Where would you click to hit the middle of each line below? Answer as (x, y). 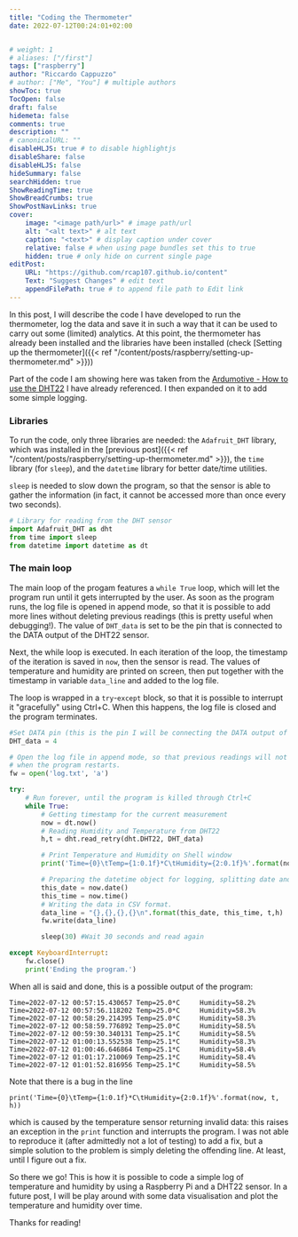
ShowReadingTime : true (51, 190)
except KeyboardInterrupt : (59, 953)
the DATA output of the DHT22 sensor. (79, 634)
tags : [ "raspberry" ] (47, 66)
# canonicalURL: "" (45, 140)
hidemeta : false (39, 116)
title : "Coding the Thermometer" (71, 17)
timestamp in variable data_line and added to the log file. (114, 680)
